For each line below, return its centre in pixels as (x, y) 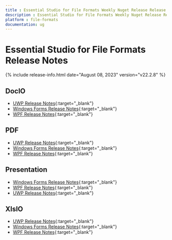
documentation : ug (25, 24)
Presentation (26, 170)
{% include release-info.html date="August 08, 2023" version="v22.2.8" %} (85, 75)
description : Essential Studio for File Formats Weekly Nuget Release (83, 15)
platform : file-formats (32, 19)
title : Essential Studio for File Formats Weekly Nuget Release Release (86, 10)
